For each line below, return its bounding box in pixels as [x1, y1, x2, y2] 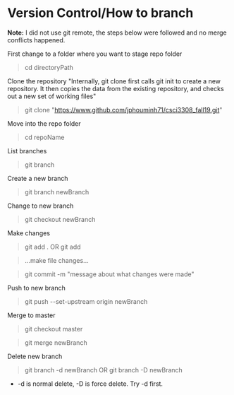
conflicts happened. [7, 35, 66, 44]
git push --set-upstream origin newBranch [24, 297, 148, 305]
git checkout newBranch [24, 215, 96, 223]
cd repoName [24, 133, 65, 141]
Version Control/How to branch [7, 5, 194, 21]
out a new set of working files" [7, 92, 97, 100]
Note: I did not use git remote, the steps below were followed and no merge [7, 28, 227, 37]
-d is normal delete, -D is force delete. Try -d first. [17, 379, 164, 388]
